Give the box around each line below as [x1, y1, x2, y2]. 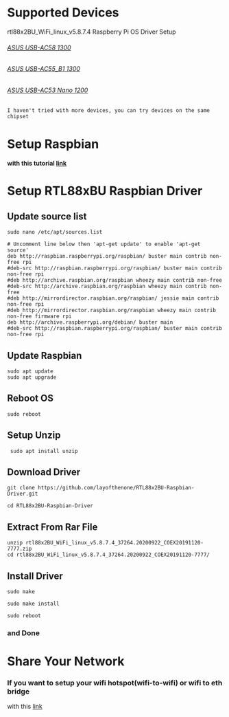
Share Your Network [7, 654, 125, 670]
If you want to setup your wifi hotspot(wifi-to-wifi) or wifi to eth [7, 679, 223, 688]
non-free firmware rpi [7, 313, 72, 320]
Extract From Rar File [7, 521, 98, 533]
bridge [7, 687, 29, 696]
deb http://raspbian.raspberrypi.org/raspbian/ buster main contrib [7, 253, 207, 260]
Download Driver [7, 466, 81, 478]
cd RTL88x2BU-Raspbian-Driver [7, 503, 94, 509]
